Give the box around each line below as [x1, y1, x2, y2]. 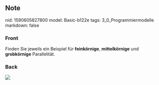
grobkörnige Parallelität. [5, 51, 56, 57]
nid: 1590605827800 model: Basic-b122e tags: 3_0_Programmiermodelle [5, 17, 154, 23]
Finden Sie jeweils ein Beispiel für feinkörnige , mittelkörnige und [5, 46, 139, 52]
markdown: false [5, 22, 40, 28]
